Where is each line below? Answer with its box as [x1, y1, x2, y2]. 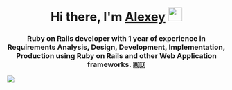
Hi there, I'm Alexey [51, 9, 166, 25]
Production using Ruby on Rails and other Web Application [16, 51, 217, 61]
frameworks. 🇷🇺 [87, 60, 145, 69]
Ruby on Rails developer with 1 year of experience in [26, 34, 206, 44]
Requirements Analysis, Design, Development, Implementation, [7, 42, 226, 52]
